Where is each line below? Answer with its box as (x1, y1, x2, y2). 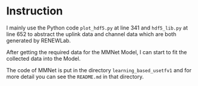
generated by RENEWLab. (6, 37, 71, 44)
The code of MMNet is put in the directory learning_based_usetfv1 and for (6, 66, 192, 73)
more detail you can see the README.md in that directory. (6, 73, 144, 80)
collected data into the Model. (6, 55, 81, 62)
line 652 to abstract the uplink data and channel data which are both (6, 30, 177, 37)
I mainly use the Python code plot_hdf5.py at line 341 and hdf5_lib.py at (6, 24, 188, 31)
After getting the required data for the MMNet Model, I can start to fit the (6, 48, 187, 55)
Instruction (6, 4, 63, 18)
